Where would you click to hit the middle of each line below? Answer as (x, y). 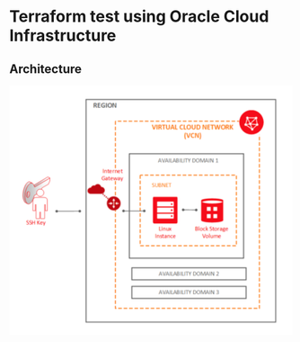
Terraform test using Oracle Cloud (139, 17)
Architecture (46, 69)
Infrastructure (63, 36)
